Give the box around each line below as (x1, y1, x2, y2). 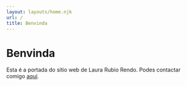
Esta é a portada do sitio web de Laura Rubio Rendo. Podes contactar (6, 66, 181, 73)
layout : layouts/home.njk (6, 8, 72, 15)
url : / (6, 15, 23, 21)
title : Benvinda (6, 20, 48, 26)
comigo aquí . (6, 73, 40, 80)
